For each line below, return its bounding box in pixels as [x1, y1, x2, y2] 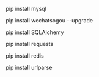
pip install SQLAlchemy [5, 28, 64, 36]
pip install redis [5, 52, 44, 59]
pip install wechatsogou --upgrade [5, 17, 93, 24]
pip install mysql [5, 5, 47, 12]
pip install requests [5, 41, 54, 47]
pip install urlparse [5, 64, 53, 71]
